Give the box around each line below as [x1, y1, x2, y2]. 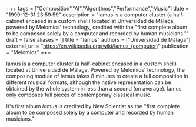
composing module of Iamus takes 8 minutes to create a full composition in [6, 73, 188, 79]
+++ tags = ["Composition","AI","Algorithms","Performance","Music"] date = [6, 5, 190, 12]
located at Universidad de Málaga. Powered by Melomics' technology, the [6, 66, 185, 73]
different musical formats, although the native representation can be [6, 79, 172, 86]
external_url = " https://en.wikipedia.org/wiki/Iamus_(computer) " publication [6, 42, 189, 49]
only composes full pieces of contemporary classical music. [6, 91, 152, 98]
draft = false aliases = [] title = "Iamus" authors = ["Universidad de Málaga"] [6, 36, 191, 43]
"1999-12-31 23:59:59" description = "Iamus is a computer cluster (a [6, 11, 172, 18]
